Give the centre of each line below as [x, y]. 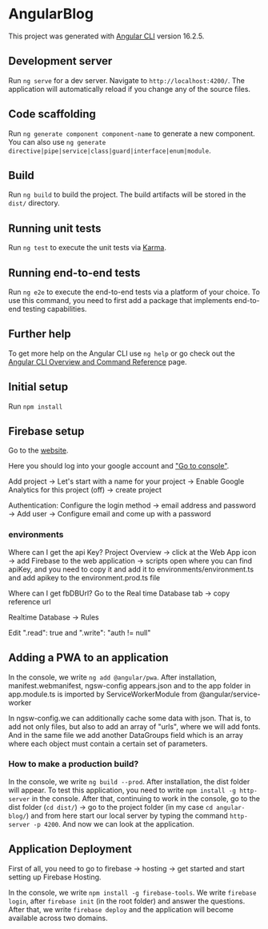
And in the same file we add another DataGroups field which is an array [126, 735]
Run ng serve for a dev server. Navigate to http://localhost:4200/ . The [127, 80]
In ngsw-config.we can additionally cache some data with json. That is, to [130, 718]
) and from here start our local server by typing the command [127, 815]
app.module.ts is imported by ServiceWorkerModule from [103, 694]
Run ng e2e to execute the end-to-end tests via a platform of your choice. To [134, 292]
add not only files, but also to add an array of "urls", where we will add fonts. [134, 726]
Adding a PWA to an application [89, 658]
